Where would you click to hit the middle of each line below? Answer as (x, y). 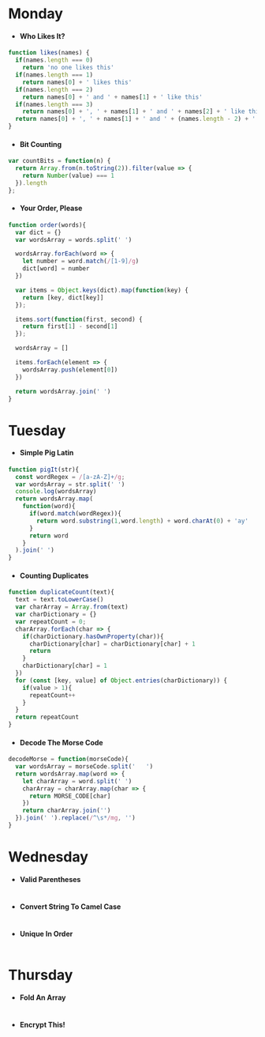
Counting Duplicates (54, 575)
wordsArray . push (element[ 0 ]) (70, 370)
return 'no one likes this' (68, 68)
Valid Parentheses (50, 879)
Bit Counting (41, 144)
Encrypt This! (42, 1024)
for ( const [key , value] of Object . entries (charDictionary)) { (121, 681)
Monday (35, 14)
